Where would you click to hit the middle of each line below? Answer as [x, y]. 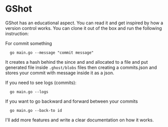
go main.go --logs [29, 92]
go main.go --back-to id [36, 110]
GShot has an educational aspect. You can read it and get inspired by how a [84, 23]
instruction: [17, 33]
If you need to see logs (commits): [41, 82]
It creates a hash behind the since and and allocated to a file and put [77, 62]
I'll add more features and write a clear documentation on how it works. [80, 120]
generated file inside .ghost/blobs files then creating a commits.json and [81, 67]
